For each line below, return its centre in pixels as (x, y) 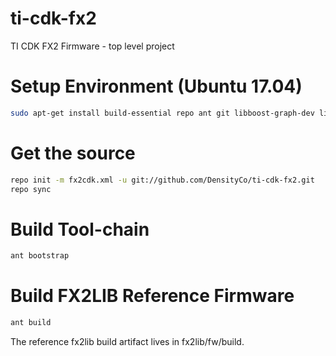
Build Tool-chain (80, 229)
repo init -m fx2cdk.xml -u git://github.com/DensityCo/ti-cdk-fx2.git (162, 180)
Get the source (73, 153)
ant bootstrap (40, 256)
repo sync (31, 189)
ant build (31, 323)
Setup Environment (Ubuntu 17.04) (156, 86)
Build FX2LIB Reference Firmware (152, 296)
